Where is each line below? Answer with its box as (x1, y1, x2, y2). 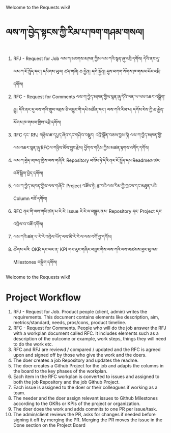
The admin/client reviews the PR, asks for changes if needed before (13, 411, 156, 417)
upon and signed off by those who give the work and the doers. (13, 352, 147, 358)
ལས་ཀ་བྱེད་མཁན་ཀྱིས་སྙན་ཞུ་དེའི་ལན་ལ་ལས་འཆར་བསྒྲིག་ (76, 94, 165, 100)
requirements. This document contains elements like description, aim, (13, 314, 159, 320)
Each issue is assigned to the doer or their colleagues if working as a (13, 384, 158, 390)
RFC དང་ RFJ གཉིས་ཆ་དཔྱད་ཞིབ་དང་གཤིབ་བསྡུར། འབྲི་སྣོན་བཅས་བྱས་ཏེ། (13, 132, 129, 138)
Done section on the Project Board (13, 422, 85, 428)
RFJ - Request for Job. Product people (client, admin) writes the (13, 308, 147, 314)
